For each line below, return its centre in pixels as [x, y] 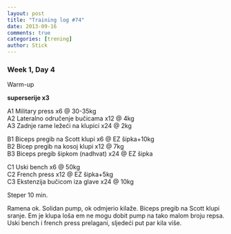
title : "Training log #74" [46, 20]
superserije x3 [28, 98]
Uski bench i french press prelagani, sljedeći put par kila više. [94, 223]
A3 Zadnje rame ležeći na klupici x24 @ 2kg [70, 126]
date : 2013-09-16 [32, 26]
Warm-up [21, 85]
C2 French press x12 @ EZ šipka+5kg [60, 174]
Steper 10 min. [28, 195]
